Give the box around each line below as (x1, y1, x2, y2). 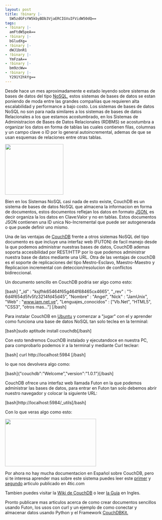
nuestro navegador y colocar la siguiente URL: (5, 390, 98, 396)
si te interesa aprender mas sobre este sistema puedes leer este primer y (5, 475, 151, 481)
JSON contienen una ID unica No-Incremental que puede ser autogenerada (5, 219, 156, 225)
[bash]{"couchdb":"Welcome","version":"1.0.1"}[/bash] (5, 370, 114, 376)
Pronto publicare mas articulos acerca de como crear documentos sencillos (5, 499, 156, 505)
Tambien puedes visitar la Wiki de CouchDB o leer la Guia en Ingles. (5, 490, 141, 496)
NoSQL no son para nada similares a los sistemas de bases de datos (5, 109, 142, 114)
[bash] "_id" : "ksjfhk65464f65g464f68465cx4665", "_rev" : (5, 288, 126, 294)
